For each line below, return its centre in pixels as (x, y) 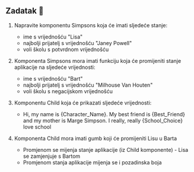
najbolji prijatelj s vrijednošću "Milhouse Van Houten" (88, 85)
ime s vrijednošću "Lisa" (53, 37)
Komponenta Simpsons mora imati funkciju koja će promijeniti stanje (98, 60)
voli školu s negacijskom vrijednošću (68, 91)
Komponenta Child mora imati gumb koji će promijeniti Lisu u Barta (96, 138)
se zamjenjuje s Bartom (52, 156)
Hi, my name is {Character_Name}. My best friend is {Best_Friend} (104, 114)
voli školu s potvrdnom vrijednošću (66, 49)
